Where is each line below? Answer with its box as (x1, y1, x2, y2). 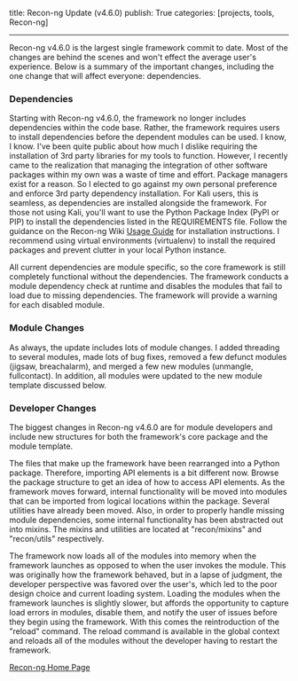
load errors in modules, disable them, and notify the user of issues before (9, 607, 278, 617)
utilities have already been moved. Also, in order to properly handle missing (9, 505, 286, 515)
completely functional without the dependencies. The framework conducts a (9, 271, 289, 282)
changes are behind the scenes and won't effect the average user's (9, 52, 257, 62)
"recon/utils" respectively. (9, 533, 105, 544)
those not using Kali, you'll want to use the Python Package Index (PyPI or (9, 207, 279, 218)
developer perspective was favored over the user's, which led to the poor (9, 578, 278, 589)
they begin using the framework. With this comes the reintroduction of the (9, 616, 280, 627)
